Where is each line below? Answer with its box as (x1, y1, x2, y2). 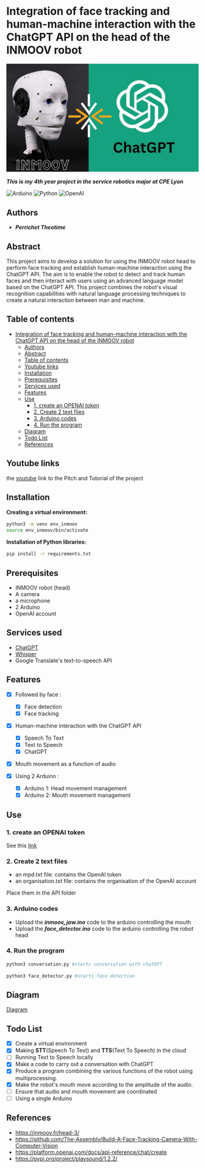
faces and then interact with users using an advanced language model (6, 277, 183, 284)
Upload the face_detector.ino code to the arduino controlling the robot (15, 925, 194, 932)
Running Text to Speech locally (15, 1054, 93, 1061)
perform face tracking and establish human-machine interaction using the (6, 264, 192, 272)
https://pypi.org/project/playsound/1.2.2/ (15, 1155, 118, 1162)
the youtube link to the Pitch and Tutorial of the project (6, 474, 143, 481)
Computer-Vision (15, 1142, 59, 1149)
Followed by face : (15, 691, 62, 698)
